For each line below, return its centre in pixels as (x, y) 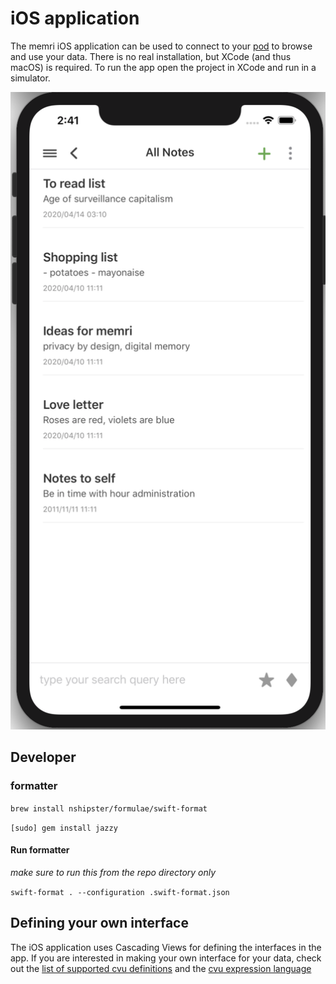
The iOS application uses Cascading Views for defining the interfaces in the (166, 947)
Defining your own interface (99, 923)
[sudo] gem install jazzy (64, 828)
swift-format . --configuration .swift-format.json (120, 892)
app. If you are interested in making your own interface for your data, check (166, 958)
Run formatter (40, 850)
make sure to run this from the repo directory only (113, 872)
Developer (43, 757)
